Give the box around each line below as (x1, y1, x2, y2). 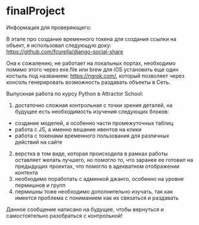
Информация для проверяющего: (6, 24, 92, 31)
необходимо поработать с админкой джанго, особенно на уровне (14, 175, 184, 182)
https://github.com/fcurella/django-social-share (6, 48, 123, 55)
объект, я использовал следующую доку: (6, 42, 112, 49)
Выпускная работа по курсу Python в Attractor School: (6, 90, 144, 97)
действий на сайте (14, 138, 63, 145)
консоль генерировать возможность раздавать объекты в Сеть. (6, 79, 171, 86)
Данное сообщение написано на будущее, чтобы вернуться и (6, 205, 164, 212)
